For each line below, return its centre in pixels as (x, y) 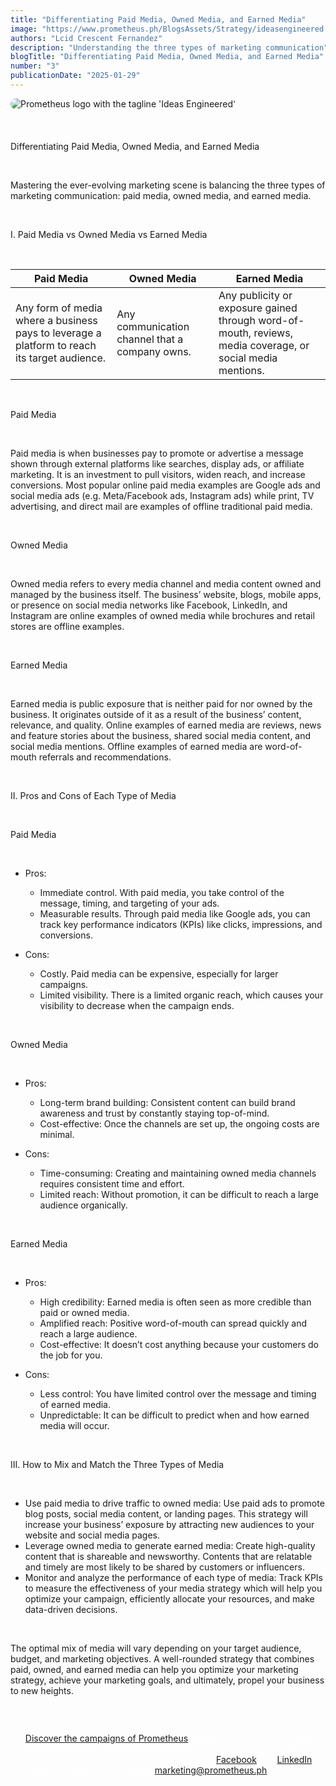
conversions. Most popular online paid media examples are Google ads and (165, 485)
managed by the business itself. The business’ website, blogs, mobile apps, (166, 594)
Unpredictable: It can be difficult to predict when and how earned (174, 1415)
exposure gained (258, 308)
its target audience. (61, 358)
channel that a (150, 339)
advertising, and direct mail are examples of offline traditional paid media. (161, 506)
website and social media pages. (92, 1535)
